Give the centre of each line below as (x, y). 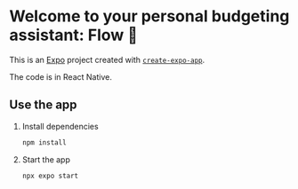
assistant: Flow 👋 (73, 35)
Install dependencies (60, 126)
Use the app (43, 105)
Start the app (46, 159)
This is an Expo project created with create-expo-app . (107, 59)
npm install (44, 142)
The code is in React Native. (61, 76)
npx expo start (50, 176)
